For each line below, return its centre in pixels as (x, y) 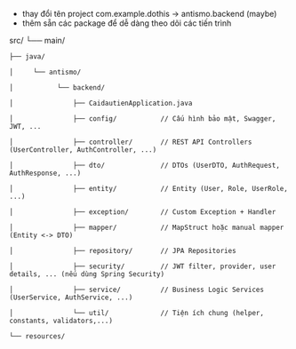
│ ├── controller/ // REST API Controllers (131, 142)
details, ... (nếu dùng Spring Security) (87, 274)
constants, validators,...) (61, 321)
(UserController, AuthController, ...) (83, 150)
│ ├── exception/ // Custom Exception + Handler (143, 212)
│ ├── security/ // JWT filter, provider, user (143, 266)
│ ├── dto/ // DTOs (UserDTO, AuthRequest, (144, 165)
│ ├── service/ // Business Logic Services (137, 290)
